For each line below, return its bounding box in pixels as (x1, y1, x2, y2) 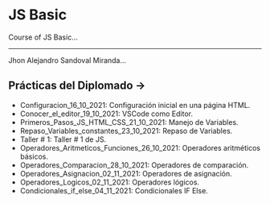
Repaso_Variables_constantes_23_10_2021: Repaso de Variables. (19, 126, 233, 135)
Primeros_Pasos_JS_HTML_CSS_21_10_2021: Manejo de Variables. (19, 117, 239, 126)
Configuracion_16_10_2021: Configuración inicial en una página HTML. (19, 100, 251, 110)
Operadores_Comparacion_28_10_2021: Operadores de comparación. (19, 159, 249, 170)
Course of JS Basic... (8, 32, 78, 42)
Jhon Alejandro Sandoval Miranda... (8, 55, 127, 65)
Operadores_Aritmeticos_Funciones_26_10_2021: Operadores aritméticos (19, 143, 261, 152)
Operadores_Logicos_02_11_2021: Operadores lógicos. (19, 177, 199, 187)
